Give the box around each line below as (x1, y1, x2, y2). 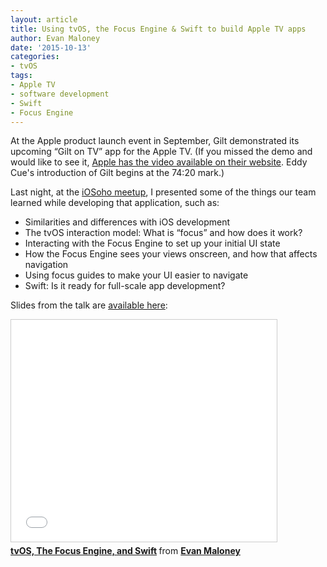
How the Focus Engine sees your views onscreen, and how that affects (24, 248, 318, 260)
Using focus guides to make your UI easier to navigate (24, 269, 249, 281)
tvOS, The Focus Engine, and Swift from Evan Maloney (10, 545, 241, 557)
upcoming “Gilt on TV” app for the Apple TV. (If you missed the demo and (10, 146, 313, 158)
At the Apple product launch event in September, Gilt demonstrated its (10, 135, 300, 147)
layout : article (10, 14, 78, 25)
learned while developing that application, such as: (10, 197, 220, 209)
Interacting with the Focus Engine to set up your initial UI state (24, 237, 281, 250)
